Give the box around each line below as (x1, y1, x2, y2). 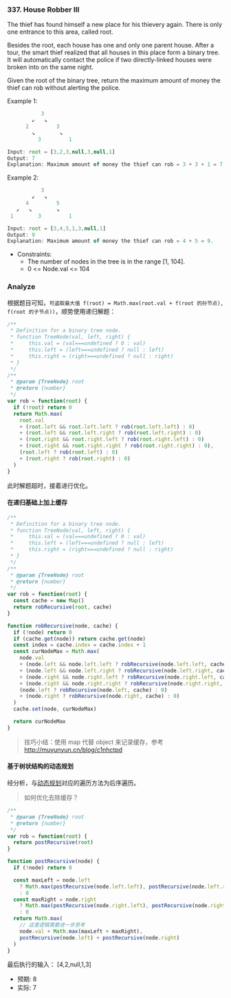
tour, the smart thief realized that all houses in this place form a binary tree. (7, 48, 220, 56)
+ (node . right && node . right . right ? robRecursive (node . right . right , (19, 680, 223, 687)
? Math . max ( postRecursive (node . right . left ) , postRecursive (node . (19, 902, 211, 909)
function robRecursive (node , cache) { (7, 622, 118, 629)
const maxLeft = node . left (13, 876, 91, 884)
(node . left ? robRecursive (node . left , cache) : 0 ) (19, 686, 168, 693)
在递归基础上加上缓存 (7, 498, 67, 507)
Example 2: (7, 173, 39, 182)
